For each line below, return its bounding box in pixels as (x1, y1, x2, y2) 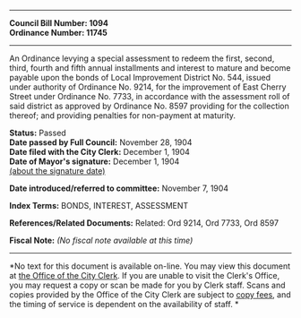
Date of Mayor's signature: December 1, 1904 (9, 156, 180, 167)
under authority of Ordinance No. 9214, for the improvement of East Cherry (9, 82, 287, 92)
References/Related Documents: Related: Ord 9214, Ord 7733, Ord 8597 (9, 218, 279, 228)
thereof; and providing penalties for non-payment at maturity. (9, 110, 236, 121)
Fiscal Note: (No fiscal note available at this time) (9, 235, 193, 245)
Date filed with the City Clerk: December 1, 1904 (9, 147, 191, 157)
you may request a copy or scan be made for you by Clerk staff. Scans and (9, 279, 286, 290)
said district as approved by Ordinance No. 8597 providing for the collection (9, 100, 289, 111)
